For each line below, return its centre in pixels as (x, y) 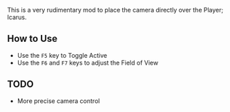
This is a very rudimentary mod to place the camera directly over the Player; (115, 10)
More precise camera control (58, 101)
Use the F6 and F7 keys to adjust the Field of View (88, 63)
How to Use (32, 39)
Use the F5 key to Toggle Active (62, 55)
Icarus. (17, 17)
